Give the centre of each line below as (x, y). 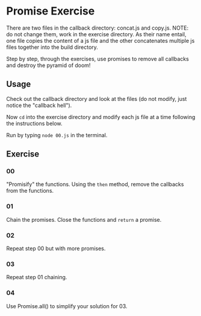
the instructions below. (34, 123)
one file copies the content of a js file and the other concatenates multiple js (100, 40)
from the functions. (30, 191)
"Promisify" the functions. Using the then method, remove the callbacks (95, 184)
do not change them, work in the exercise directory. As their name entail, (96, 34)
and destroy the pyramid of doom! (48, 65)
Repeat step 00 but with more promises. (56, 248)
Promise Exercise (51, 11)
